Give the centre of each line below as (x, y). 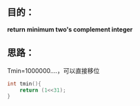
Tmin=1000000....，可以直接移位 (53, 70)
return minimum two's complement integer (70, 29)
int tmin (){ (24, 84)
